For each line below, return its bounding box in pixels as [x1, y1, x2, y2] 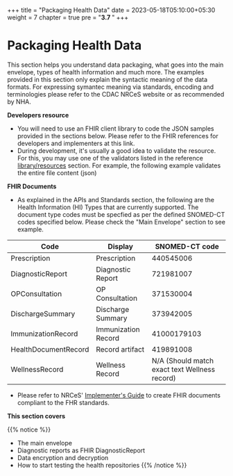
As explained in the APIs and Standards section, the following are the [17, 195, 215, 204]
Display [107, 241, 134, 251]
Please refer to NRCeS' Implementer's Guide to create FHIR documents [17, 391, 221, 399]
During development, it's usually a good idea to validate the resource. [17, 146, 216, 155]
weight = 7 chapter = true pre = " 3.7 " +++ [7, 13, 129, 22]
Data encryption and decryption [17, 453, 109, 461]
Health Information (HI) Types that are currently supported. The [17, 203, 199, 211]
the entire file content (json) [17, 168, 97, 177]
